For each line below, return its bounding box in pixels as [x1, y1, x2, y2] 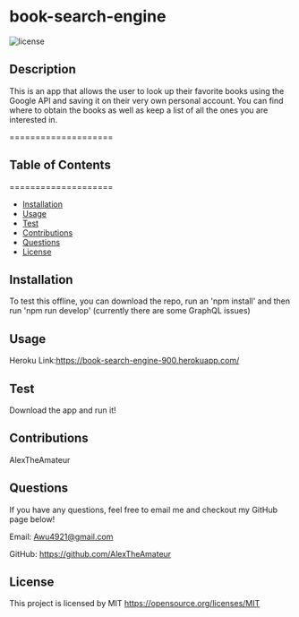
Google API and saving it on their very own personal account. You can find [9, 95, 284, 106]
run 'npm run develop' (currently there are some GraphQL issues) [9, 305, 251, 316]
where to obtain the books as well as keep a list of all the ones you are [9, 105, 269, 116]
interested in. [9, 114, 58, 124]
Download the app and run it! [9, 405, 116, 416]
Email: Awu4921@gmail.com [9, 531, 114, 542]
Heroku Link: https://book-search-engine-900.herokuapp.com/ [9, 356, 240, 366]
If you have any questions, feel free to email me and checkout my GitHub [9, 504, 278, 515]
